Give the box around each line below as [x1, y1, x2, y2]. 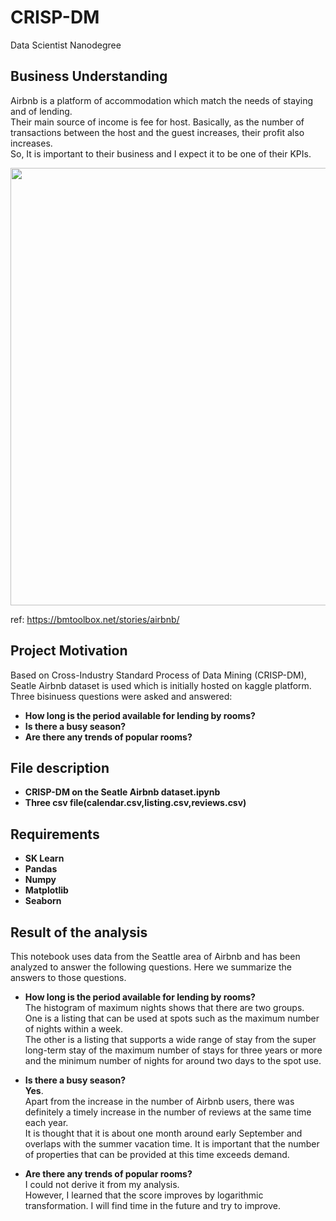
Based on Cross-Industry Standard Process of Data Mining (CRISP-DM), [10, 669, 307, 681]
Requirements [10, 826, 100, 843]
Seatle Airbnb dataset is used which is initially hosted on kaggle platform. [10, 679, 312, 691]
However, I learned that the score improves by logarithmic [24, 1189, 264, 1201]
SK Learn [24, 852, 65, 865]
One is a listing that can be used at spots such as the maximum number [24, 1012, 320, 1024]
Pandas [24, 863, 58, 875]
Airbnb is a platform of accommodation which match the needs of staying [10, 94, 313, 106]
